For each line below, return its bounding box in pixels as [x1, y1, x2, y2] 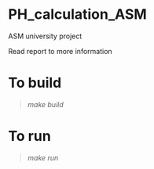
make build [27, 99, 64, 109]
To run [8, 128, 51, 146]
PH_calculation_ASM [8, 5, 147, 23]
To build [8, 74, 62, 92]
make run [27, 153, 59, 162]
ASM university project [8, 31, 82, 41]
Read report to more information [8, 46, 112, 56]
